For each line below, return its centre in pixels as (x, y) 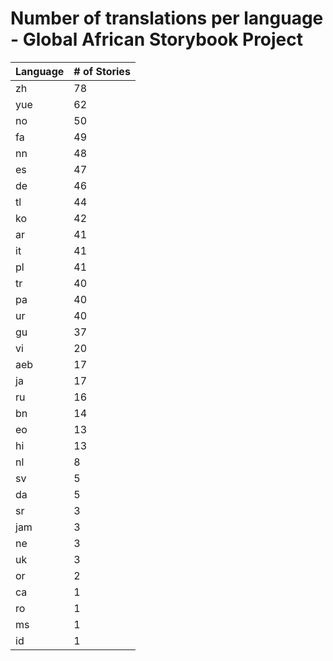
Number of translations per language (167, 18)
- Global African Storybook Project (157, 39)
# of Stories (102, 71)
